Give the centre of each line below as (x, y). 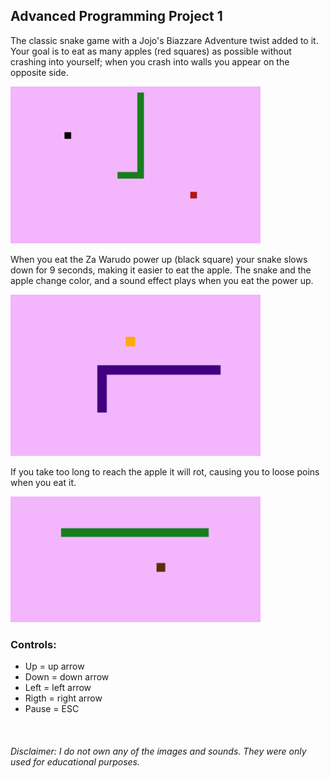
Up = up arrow (54, 666)
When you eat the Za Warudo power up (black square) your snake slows (159, 259)
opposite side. (39, 72)
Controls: (33, 644)
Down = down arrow (67, 676)
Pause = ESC (52, 708)
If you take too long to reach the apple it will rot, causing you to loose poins (165, 472)
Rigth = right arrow (63, 698)
